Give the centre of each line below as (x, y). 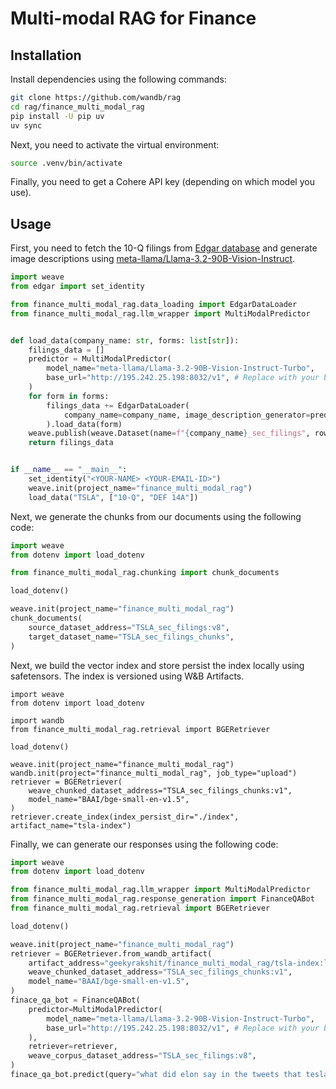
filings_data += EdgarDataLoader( (118, 405)
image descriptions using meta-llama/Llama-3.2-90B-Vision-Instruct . (153, 259)
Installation (46, 55)
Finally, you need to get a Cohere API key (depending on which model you (162, 182)
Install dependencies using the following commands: (118, 79)
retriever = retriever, (73, 1047)
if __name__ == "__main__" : (69, 470)
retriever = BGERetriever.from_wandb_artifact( (111, 953)
